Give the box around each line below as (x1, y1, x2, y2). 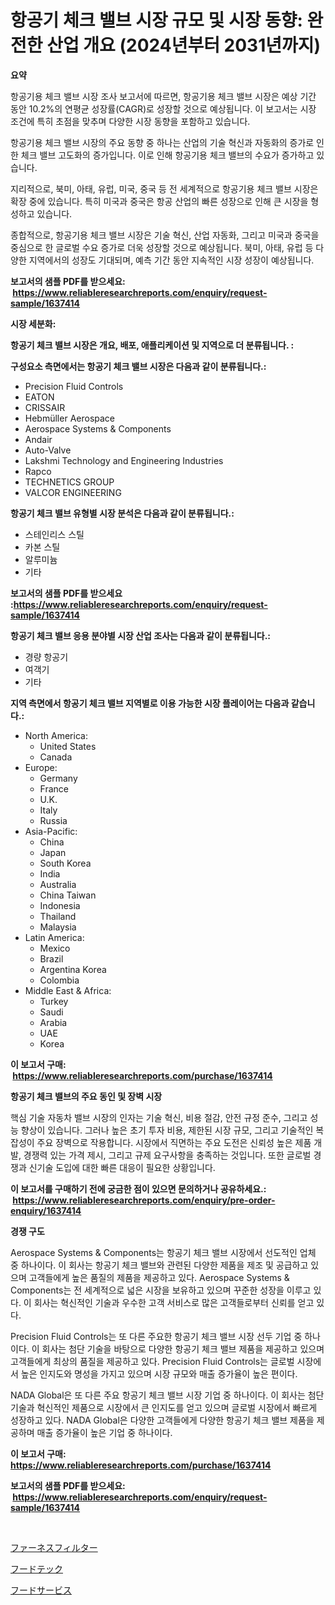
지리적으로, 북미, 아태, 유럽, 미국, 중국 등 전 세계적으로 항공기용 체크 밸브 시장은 (10, 182, 319, 195)
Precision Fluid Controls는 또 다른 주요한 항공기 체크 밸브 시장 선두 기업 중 (10, 1330, 303, 1342)
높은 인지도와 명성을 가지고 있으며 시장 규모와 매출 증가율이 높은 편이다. (20, 1367, 298, 1380)
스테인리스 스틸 (24, 528, 85, 540)
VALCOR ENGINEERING (24, 486, 122, 498)
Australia (39, 878, 77, 890)
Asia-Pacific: (24, 825, 78, 837)
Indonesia (39, 899, 81, 911)
